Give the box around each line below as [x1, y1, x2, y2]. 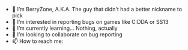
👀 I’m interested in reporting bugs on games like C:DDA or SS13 [11, 18, 169, 25]
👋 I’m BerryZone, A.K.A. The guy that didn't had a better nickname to [11, 6, 182, 12]
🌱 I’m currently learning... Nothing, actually [11, 24, 118, 32]
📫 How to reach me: [11, 37, 64, 45]
